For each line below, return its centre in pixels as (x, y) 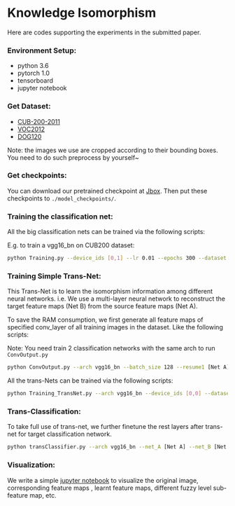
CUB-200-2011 (39, 121)
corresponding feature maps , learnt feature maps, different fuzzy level (109, 488)
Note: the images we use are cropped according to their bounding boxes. (113, 150)
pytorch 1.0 (34, 73)
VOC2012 (31, 129)
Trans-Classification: (44, 411)
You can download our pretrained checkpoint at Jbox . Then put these (107, 191)
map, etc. (43, 495)
